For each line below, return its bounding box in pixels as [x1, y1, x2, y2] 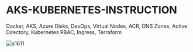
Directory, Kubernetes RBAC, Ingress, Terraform [6, 28, 122, 35]
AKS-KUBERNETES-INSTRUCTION [6, 3, 177, 17]
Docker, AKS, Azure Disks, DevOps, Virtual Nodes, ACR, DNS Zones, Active [6, 23, 188, 29]
